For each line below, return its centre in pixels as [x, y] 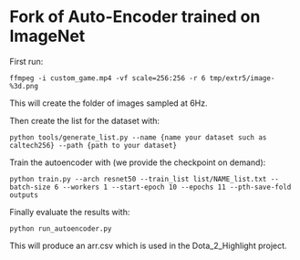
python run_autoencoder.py [61, 229]
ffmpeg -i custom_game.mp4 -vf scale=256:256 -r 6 [108, 78]
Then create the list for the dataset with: [85, 120]
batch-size [30, 187]
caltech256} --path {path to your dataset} [93, 145]
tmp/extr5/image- [242, 78]
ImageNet [47, 36]
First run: [26, 61]
